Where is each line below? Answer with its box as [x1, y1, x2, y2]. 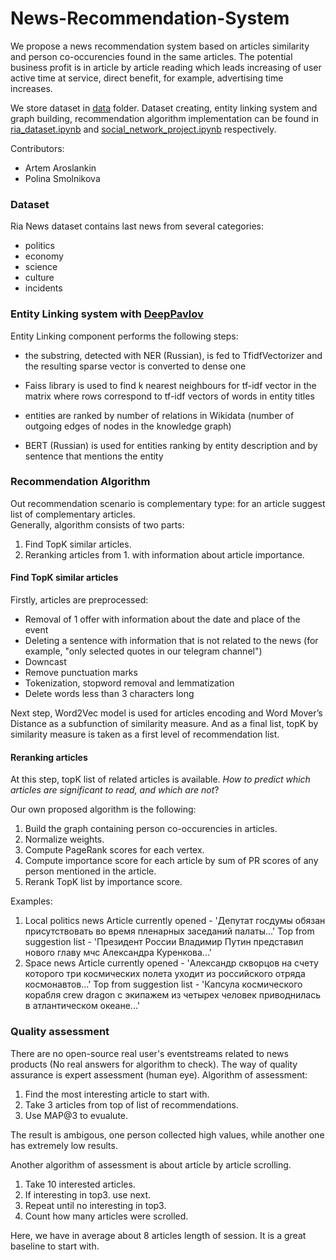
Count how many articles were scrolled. [24, 1210, 189, 1222]
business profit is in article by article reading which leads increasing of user [10, 61, 322, 73]
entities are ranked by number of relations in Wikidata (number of [24, 409, 295, 421]
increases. [10, 82, 53, 94]
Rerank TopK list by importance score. [24, 876, 183, 888]
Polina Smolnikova [24, 172, 101, 184]
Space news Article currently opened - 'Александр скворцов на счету [24, 957, 319, 969]
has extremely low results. [10, 1139, 118, 1151]
